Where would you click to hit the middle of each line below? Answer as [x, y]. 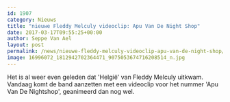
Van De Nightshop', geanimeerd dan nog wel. [71, 91]
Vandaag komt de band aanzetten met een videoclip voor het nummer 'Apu [113, 84]
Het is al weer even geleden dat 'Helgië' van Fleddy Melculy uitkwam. [105, 77]
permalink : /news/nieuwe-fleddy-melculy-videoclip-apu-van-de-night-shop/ [116, 52]
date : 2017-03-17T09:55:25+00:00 [55, 32]
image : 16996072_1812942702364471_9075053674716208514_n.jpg [96, 58]
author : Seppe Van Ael [39, 39]
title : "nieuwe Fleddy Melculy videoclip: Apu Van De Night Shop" [104, 26]
